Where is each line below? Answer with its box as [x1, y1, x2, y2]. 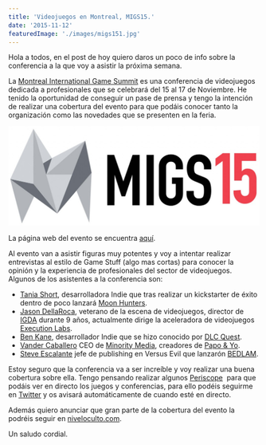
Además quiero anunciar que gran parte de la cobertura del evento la [8, 405, 235, 415]
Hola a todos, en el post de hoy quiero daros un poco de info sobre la [8, 53, 236, 62]
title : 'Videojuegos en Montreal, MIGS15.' [8, 13, 155, 21]
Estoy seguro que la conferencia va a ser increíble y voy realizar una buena [8, 364, 255, 374]
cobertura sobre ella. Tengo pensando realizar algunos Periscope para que [8, 372, 256, 382]
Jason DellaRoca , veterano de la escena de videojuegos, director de [19, 306, 244, 316]
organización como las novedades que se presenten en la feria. [8, 110, 217, 120]
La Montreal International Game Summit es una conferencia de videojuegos [8, 77, 256, 86]
